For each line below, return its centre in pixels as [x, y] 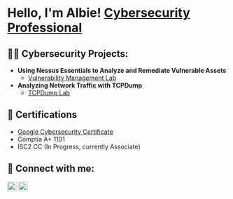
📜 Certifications [42, 115]
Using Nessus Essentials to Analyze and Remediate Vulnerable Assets [122, 70]
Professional [45, 28]
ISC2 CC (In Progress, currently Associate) [79, 146]
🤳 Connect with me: [51, 169]
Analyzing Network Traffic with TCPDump [80, 85]
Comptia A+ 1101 [41, 139]
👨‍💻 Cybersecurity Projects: [68, 54]
